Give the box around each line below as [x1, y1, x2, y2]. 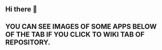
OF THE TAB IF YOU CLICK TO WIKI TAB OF [5, 30, 145, 38]
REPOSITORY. [5, 38, 50, 46]
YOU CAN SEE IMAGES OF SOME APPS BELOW [5, 22, 157, 31]
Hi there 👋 [5, 5, 37, 14]
